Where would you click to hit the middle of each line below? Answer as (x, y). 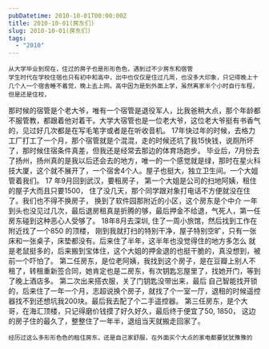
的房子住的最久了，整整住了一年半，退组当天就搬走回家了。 (106, 321)
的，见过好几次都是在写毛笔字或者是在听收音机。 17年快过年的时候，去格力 (132, 131)
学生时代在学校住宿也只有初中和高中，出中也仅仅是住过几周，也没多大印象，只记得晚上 (130, 78)
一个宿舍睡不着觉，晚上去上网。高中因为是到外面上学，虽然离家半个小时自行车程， (142, 86)
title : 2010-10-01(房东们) (51, 23)
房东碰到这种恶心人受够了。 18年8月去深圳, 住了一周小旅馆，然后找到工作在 (133, 221)
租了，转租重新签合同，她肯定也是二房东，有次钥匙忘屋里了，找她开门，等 (131, 271)
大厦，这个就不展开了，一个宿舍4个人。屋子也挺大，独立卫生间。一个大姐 (137, 171)
